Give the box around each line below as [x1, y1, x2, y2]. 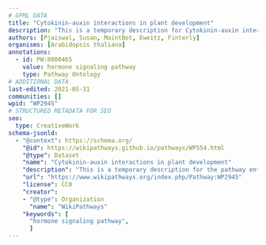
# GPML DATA [8, 11, 47, 20]
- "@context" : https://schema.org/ [15, 136, 133, 145]
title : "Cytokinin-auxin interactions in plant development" [8, 19, 215, 27]
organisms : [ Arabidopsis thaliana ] [8, 41, 126, 49]
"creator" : [22, 187, 59, 196]
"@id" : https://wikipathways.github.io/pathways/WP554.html [22, 144, 225, 152]
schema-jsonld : [8, 129, 59, 137]
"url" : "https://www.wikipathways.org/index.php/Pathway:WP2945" [22, 173, 243, 182]
